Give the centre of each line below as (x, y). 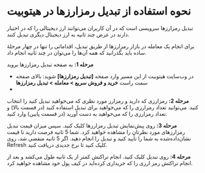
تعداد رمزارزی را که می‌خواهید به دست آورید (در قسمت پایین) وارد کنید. (87, 114)
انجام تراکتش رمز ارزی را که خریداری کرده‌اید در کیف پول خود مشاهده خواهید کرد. (100, 163)
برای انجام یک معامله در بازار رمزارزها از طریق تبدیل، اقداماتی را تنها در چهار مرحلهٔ (101, 46)
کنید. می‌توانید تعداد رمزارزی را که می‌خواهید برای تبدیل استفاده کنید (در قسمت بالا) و (103, 107)
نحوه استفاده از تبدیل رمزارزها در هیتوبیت (99, 11)
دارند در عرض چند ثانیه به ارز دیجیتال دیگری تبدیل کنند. (68, 34)
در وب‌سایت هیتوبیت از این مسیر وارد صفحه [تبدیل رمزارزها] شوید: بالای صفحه (105, 76)
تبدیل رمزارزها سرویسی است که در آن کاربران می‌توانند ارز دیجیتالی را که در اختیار (100, 28)
